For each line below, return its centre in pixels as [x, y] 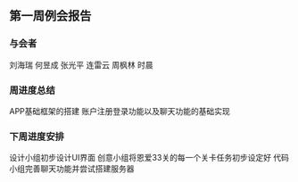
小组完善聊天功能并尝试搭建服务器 [72, 169]
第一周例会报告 [50, 16]
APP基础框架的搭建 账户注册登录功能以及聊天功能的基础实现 [120, 111]
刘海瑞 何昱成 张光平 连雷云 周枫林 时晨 [81, 64]
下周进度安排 [37, 136]
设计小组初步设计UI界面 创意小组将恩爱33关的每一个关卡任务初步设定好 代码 [149, 158]
